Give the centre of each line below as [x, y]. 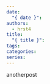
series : [16, 57]
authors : [17, 23]
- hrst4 [22, 29]
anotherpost [22, 74]
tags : [13, 46]
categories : [21, 52]
